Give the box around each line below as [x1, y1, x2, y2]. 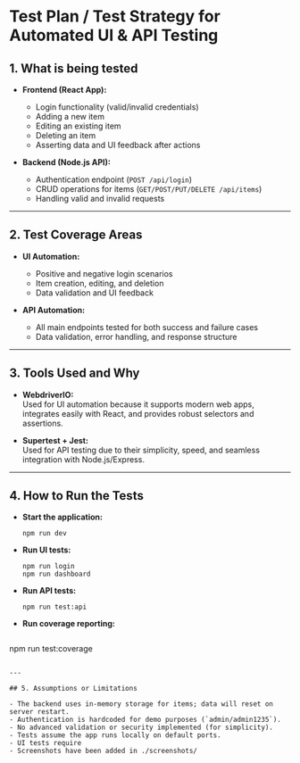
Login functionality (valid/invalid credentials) [35, 102, 199, 112]
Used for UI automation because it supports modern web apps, [21, 399, 254, 410]
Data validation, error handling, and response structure [35, 331, 237, 342]
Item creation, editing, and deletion [35, 278, 164, 288]
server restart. [9, 708, 70, 717]
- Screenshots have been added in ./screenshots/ [9, 747, 198, 756]
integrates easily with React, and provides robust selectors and [21, 408, 254, 419]
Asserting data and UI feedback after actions [35, 140, 201, 150]
